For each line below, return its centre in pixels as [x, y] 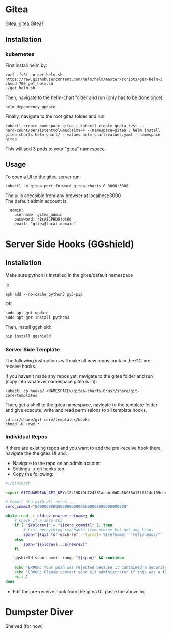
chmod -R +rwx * [22, 424]
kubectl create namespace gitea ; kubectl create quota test [72, 126]
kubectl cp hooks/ [25, 391]
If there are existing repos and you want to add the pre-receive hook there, [83, 448]
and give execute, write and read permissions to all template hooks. [76, 410]
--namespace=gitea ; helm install [124, 130]
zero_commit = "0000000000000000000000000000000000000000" [67, 506]
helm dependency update [31, 107]
